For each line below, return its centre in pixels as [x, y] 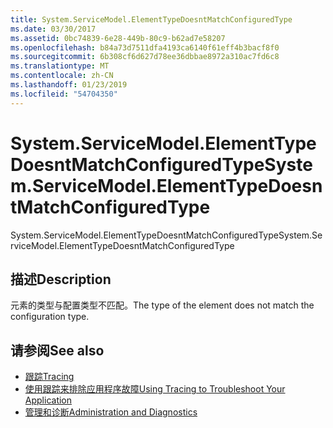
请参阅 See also [57, 350]
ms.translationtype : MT [60, 66]
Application [48, 400]
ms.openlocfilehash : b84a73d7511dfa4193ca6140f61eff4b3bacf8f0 [145, 47]
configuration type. [50, 317]
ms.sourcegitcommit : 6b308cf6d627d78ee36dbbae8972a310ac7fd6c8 [145, 57]
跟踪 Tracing [49, 377]
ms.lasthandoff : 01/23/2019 [69, 85]
